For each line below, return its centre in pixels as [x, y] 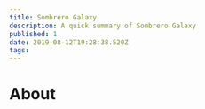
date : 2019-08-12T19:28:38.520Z [69, 42]
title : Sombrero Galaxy [53, 17]
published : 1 [33, 34]
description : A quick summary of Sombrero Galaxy [103, 26]
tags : [19, 51]
